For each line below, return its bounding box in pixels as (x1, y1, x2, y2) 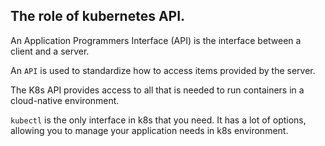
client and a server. (10, 45, 90, 57)
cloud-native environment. (10, 94, 120, 106)
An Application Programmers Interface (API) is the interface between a (10, 34, 302, 46)
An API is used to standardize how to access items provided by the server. (10, 64, 316, 76)
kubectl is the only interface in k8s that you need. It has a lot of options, (10, 114, 307, 126)
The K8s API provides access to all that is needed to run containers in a (10, 84, 305, 96)
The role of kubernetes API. (10, 8, 186, 25)
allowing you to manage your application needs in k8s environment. (10, 124, 289, 136)
